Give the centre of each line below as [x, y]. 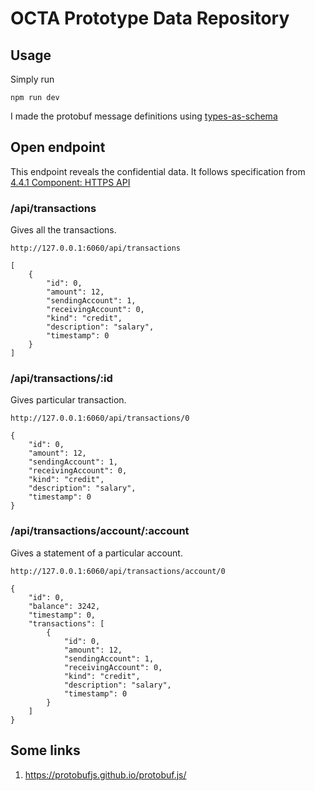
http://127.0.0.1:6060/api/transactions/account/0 [118, 571]
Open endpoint [58, 147]
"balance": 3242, [64, 606]
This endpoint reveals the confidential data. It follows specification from [158, 171]
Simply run [32, 79]
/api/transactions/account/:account [100, 531]
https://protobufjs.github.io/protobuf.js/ [105, 774]
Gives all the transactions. [63, 230]
